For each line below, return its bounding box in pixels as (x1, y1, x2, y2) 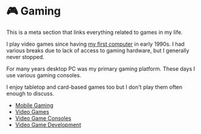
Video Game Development (15, 121, 81, 128)
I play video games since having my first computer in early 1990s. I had (6, 40, 185, 48)
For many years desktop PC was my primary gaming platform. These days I (6, 65, 196, 72)
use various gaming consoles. (6, 71, 82, 79)
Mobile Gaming (15, 101, 54, 109)
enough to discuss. (6, 90, 55, 97)
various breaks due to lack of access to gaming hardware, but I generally (6, 46, 190, 54)
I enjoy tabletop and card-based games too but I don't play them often (6, 83, 183, 91)
